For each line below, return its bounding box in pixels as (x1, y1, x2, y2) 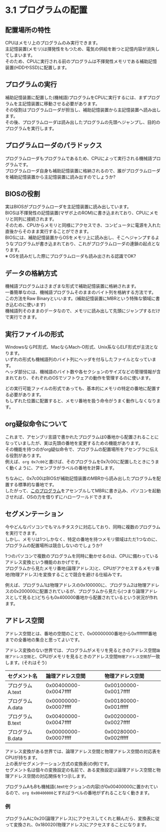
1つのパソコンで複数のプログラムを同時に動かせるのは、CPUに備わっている (5, 553, 159, 559)
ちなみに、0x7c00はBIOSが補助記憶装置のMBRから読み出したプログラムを (5, 475, 157, 481)
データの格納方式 (5, 269, 57, 277)
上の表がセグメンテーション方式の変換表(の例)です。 (5, 760, 112, 767)
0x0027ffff (104, 719, 130, 726)
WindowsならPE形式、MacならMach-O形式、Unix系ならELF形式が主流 (5, 344, 150, 350)
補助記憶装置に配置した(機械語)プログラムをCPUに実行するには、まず (5, 94, 147, 100)
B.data (7, 735, 23, 742)
